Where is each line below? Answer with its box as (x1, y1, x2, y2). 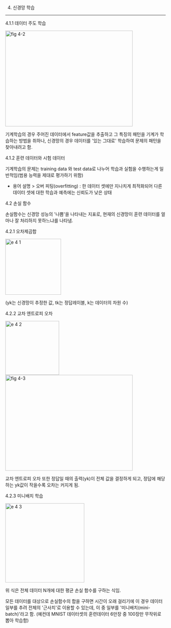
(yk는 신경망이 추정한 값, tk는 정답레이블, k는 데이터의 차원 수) (5, 299, 128, 306)
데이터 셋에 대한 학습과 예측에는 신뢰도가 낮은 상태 (12, 190, 112, 195)
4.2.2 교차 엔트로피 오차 (5, 311, 53, 316)
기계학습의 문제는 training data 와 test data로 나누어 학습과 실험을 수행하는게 (5, 166, 159, 172)
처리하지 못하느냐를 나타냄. (20, 218, 73, 223)
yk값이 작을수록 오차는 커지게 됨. (14, 482, 80, 488)
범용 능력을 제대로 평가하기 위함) (19, 172, 83, 178)
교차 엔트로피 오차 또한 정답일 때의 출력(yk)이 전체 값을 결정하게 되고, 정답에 (5, 476, 156, 481)
